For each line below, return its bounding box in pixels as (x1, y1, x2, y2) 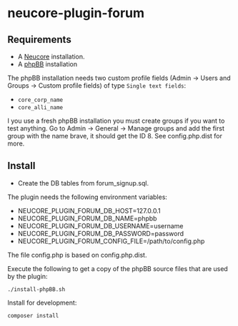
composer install (7, 312, 59, 319)
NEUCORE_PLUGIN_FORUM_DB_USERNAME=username (17, 221, 184, 230)
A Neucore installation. (17, 52, 85, 61)
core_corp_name (17, 96, 64, 103)
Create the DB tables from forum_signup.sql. (17, 178, 149, 187)
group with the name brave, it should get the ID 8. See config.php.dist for (7, 132, 223, 140)
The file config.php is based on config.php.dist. (7, 250, 147, 259)
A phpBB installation (17, 60, 77, 68)
